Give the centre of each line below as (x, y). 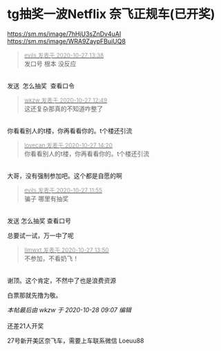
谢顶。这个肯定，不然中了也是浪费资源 (61, 280)
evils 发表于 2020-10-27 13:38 (64, 55)
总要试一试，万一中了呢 (40, 235)
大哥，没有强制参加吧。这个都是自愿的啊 (65, 175)
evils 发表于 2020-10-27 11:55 (63, 190)
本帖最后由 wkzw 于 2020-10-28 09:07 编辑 (69, 309)
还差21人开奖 (26, 325)
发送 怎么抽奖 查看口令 (41, 85)
